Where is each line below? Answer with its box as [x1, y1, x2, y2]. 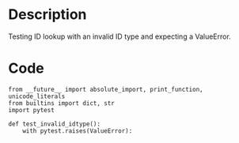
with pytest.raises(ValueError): [22, 126, 133, 135]
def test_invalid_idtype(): [8, 120, 101, 128]
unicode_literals [8, 92, 66, 100]
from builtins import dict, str [8, 99, 115, 107]
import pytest [8, 106, 55, 114]
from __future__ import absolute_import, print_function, [8, 85, 203, 93]
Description [8, 6, 87, 24]
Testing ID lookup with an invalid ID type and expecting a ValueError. [8, 32, 231, 41]
